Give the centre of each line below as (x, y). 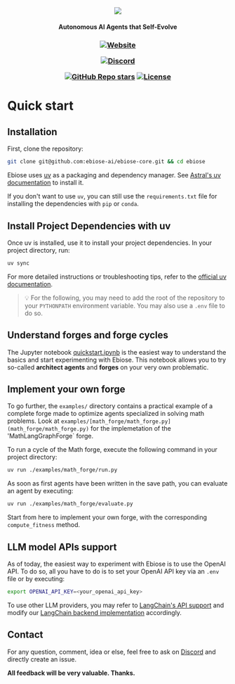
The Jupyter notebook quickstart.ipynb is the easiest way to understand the (117, 352)
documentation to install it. (46, 183)
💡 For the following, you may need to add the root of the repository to (125, 298)
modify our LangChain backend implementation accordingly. (95, 612)
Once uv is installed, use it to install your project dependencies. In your (110, 243)
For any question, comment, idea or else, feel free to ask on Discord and (112, 652)
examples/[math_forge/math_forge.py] (116, 422)
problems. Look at (33, 421)
